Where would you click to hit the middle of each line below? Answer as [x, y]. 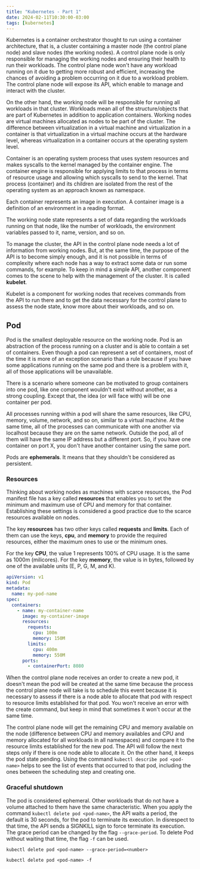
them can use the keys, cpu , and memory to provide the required [87, 536]
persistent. [19, 464]
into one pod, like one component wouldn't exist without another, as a [92, 390]
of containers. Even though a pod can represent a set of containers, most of [99, 353]
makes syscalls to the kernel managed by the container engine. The [90, 165]
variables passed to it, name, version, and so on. [66, 233]
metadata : [19, 588]
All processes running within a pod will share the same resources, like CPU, [99, 414]
